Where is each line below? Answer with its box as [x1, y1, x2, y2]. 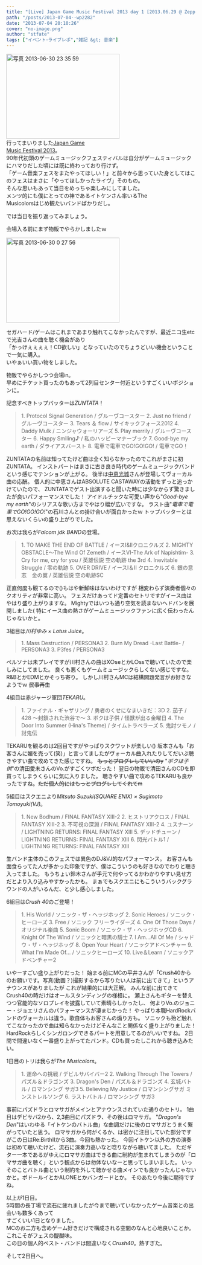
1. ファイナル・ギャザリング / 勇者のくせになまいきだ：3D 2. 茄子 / [21, 707, 187, 713]
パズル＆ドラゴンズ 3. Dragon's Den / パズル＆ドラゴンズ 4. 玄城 [21, 1078, 181, 1085]
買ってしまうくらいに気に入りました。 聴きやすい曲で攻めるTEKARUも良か [6, 773, 193, 779]
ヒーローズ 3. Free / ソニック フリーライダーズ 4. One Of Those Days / [21, 919, 195, 925]
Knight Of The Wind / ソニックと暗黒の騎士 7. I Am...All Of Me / [21, 934, 177, 941]
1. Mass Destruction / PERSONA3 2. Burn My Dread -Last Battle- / [21, 640, 185, 646]
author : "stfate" [6, 31, 50, 37]
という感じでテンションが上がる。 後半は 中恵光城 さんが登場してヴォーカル [6, 471, 193, 477]
